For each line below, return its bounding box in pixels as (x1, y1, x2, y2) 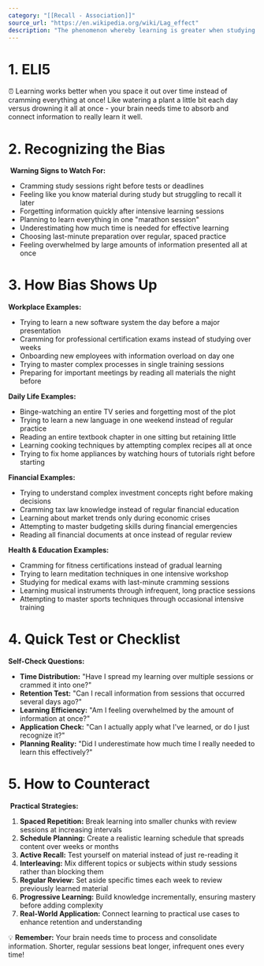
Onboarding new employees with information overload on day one (19, 351, 235, 360)
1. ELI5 (8, 60, 51, 78)
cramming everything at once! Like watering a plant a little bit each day (8, 96, 239, 105)
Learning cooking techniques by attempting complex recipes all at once (19, 440, 252, 451)
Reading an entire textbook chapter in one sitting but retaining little (19, 432, 236, 442)
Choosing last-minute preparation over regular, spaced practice (19, 232, 227, 241)
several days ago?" (19, 697, 83, 707)
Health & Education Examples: (8, 545, 110, 555)
